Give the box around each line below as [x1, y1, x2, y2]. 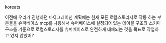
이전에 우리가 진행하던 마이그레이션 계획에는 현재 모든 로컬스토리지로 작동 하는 [5, 14, 156, 20]
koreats [5, 4, 21, 10]
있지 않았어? [10, 33, 34, 38]
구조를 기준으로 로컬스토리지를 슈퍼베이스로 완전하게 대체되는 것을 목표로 [5, 26, 146, 32]
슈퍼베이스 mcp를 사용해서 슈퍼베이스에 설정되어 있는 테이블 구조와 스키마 [18, 21, 161, 26]
